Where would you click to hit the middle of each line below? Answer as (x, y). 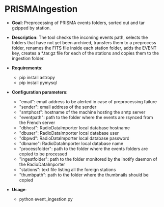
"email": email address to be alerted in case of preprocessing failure (88, 101)
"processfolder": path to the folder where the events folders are (83, 148)
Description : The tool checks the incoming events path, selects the (80, 37)
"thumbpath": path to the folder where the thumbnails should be (84, 175)
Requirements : (27, 68)
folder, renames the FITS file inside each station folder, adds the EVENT (84, 48)
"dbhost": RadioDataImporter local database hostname (74, 128)
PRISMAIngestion (41, 9)
